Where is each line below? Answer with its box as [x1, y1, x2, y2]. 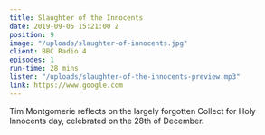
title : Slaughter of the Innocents [9, 13, 144, 23]
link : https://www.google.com [9, 81, 124, 90]
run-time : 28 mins [9, 64, 79, 73]
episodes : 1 [9, 55, 54, 64]
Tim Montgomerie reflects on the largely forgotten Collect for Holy [9, 105, 256, 116]
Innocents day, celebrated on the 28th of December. [9, 115, 204, 126]
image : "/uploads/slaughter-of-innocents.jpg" [9, 38, 188, 48]
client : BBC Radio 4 [9, 47, 88, 56]
